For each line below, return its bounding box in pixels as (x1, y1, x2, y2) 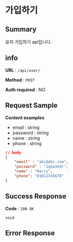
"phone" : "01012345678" (14, 174, 64, 179)
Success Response (5, 192, 66, 201)
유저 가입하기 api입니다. (5, 39, 52, 45)
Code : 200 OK (5, 205, 34, 211)
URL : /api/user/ (5, 67, 40, 73)
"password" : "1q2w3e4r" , (14, 164, 69, 169)
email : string (12, 124, 40, 130)
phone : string (12, 140, 42, 146)
